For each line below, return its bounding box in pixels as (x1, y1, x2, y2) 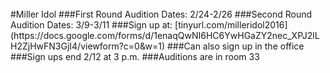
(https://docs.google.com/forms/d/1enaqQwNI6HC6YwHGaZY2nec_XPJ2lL (10, 30, 320, 41)
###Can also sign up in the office (166, 40, 305, 52)
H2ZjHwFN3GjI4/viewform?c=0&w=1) (10, 40, 166, 52)
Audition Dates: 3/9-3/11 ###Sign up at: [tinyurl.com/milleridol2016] (10, 19, 288, 31)
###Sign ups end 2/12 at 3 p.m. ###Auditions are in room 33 (10, 51, 260, 62)
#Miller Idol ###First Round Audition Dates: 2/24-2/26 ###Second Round (10, 8, 313, 20)
